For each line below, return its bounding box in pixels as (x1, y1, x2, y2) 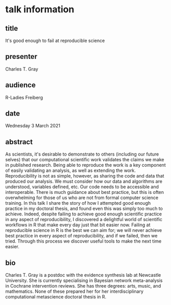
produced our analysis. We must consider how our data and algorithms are (5, 178, 162, 185)
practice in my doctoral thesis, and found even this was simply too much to (5, 206, 163, 212)
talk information (5, 4, 75, 15)
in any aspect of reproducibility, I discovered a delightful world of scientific (5, 216, 162, 223)
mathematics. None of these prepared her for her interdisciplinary (5, 288, 144, 295)
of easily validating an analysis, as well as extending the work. (5, 167, 136, 173)
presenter (5, 52, 37, 61)
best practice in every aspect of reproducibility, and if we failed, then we (5, 233, 158, 239)
